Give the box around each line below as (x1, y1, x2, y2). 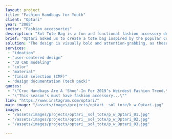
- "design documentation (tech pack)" (7, 79, 91, 84)
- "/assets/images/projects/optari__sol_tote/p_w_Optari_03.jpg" (7, 121, 150, 127)
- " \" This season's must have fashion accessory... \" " (7, 93, 127, 98)
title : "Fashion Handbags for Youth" (5, 12, 86, 17)
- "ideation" (7, 50, 36, 55)
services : (5, 45, 27, 51)
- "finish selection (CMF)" (7, 74, 68, 79)
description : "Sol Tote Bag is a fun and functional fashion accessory (5, 31, 161, 36)
